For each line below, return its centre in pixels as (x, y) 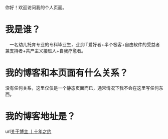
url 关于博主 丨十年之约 (28, 131)
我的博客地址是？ (41, 117)
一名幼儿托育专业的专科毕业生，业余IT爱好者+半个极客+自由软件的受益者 (85, 44)
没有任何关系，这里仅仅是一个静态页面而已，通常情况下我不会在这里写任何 (82, 88)
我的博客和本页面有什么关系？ (67, 73)
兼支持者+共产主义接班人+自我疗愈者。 (46, 51)
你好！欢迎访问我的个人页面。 (36, 7)
